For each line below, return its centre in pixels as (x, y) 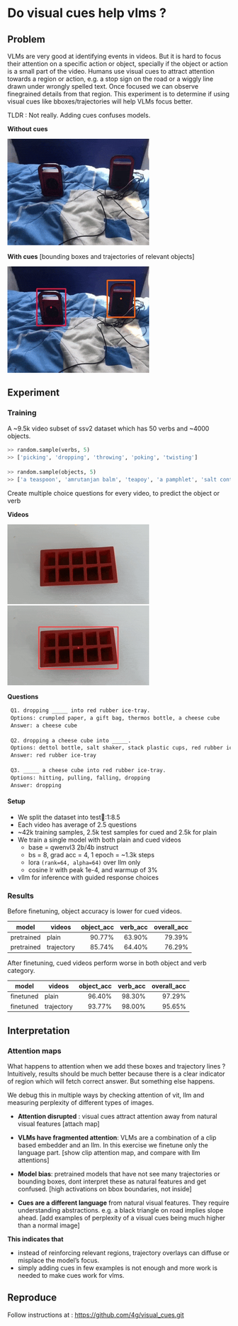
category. (21, 970)
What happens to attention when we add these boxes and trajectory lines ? (117, 1066)
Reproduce (32, 1298)
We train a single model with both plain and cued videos (100, 840)
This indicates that (35, 1239)
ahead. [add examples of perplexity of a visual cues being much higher (121, 1218)
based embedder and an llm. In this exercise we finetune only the (113, 1145)
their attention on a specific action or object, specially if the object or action (118, 64)
